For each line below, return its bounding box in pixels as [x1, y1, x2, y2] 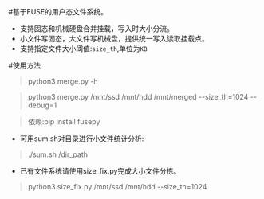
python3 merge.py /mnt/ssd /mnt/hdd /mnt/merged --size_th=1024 [27, 92, 249, 101]
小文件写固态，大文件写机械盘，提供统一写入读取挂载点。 [19, 34, 209, 43]
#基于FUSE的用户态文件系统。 [8, 7, 108, 16]
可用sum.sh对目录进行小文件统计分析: [19, 134, 144, 143]
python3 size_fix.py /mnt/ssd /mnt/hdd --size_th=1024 [27, 182, 207, 191]
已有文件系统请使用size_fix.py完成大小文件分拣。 [19, 166, 181, 175]
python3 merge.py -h [27, 76, 98, 86]
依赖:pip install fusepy [27, 117, 100, 126]
